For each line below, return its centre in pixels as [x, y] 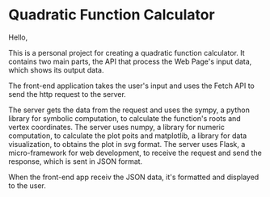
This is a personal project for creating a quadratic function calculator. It [127, 52]
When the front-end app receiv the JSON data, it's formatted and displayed [134, 177]
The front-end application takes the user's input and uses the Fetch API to [131, 86]
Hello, [18, 37]
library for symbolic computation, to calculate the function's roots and [124, 118]
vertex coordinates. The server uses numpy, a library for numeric [116, 127]
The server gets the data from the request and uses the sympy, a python [129, 110]
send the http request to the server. [67, 94]
